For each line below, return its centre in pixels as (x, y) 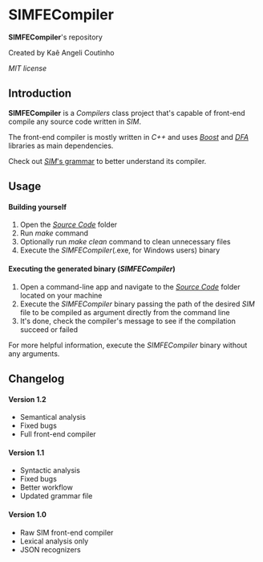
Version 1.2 (27, 399)
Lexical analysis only (54, 541)
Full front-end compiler (58, 434)
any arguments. (34, 353)
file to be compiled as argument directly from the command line (125, 312)
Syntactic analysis (50, 470)
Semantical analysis (53, 417)
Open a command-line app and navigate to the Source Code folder (130, 286)
